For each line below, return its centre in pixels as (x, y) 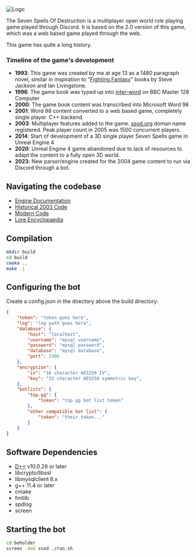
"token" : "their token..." (71, 417)
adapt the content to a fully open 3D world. (67, 155)
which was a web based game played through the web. (74, 33)
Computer (27, 99)
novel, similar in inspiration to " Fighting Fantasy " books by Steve (93, 80)
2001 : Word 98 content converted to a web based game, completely (98, 111)
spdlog (23, 504)
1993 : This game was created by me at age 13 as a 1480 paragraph (97, 73)
